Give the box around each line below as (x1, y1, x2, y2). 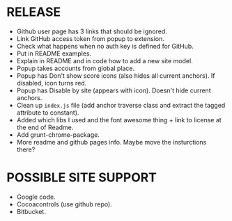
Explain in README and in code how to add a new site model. (16, 56, 193, 65)
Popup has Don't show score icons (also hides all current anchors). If (16, 71, 215, 80)
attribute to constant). (16, 108, 79, 117)
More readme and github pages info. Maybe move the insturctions (16, 138, 207, 146)
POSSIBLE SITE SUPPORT (6, 170, 157, 186)
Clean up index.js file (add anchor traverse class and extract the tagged (16, 101, 226, 109)
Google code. (16, 193, 56, 201)
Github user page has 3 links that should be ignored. (16, 27, 168, 35)
